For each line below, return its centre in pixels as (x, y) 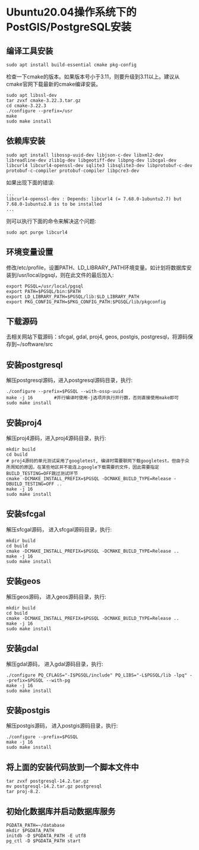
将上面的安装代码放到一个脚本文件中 (72, 767)
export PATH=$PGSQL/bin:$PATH (44, 291)
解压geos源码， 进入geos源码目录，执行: (56, 596)
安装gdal (22, 648)
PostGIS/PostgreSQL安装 (69, 27)
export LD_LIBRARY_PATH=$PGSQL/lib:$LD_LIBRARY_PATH (73, 297)
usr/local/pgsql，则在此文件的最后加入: (66, 275)
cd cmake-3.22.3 (26, 106)
